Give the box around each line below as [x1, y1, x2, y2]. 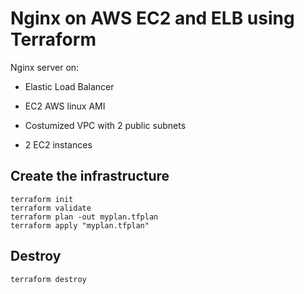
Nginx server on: [10, 61, 80, 73]
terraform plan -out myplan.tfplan [10, 212, 159, 222]
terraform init [10, 194, 74, 204]
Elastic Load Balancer [24, 80, 115, 92]
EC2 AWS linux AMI [24, 100, 106, 112]
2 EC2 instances [24, 138, 93, 151]
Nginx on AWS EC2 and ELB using [10, 7, 295, 30]
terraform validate [10, 203, 92, 213]
